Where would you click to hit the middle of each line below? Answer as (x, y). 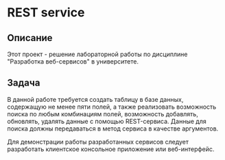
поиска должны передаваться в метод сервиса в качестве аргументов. (113, 129)
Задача (24, 83)
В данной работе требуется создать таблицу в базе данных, (95, 99)
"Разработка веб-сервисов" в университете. (73, 62)
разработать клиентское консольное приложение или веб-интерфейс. (111, 149)
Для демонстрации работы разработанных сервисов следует (98, 142)
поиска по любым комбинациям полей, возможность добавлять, (103, 114)
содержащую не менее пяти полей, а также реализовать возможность (112, 107)
